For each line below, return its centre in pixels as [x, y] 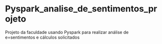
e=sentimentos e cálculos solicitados [42, 37]
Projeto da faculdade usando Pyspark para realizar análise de [67, 32]
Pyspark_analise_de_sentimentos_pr [81, 9]
